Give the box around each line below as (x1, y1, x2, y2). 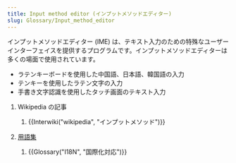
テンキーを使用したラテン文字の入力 (17, 78, 123, 87)
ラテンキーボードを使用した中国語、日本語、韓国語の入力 (17, 70, 185, 78)
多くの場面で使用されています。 (7, 54, 100, 64)
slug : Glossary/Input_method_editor (7, 17, 115, 24)
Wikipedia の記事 (17, 102, 67, 111)
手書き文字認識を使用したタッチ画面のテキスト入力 (17, 87, 166, 96)
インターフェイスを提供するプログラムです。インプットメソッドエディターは (7, 46, 228, 54)
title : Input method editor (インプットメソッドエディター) (7, 10, 172, 18)
